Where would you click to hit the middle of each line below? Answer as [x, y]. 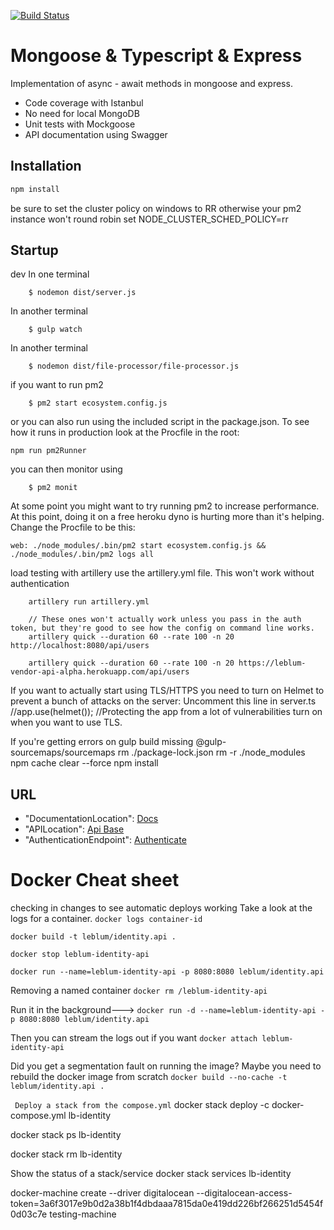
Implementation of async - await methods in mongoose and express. [151, 83]
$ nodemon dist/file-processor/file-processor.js [134, 366]
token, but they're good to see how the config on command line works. [162, 628]
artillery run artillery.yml [89, 602]
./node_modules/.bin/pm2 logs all [82, 555]
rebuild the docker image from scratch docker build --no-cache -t [149, 1077]
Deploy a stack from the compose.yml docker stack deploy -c [142, 1105]
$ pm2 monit [53, 488]
